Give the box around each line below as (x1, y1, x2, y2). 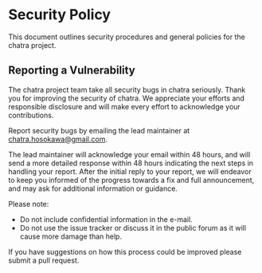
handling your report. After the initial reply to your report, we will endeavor (8, 166, 252, 176)
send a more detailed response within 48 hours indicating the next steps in (8, 158, 253, 168)
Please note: (8, 199, 49, 208)
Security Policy (8, 6, 111, 24)
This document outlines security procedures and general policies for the (8, 32, 245, 42)
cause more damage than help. (19, 231, 122, 241)
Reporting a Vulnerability (8, 64, 135, 77)
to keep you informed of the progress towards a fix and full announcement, (8, 175, 255, 184)
